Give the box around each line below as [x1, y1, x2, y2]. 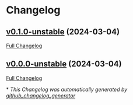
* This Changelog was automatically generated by [6, 86, 128, 93]
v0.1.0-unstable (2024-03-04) [6, 27, 120, 37]
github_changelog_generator [6, 92, 76, 99]
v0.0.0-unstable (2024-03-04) [6, 59, 122, 69]
